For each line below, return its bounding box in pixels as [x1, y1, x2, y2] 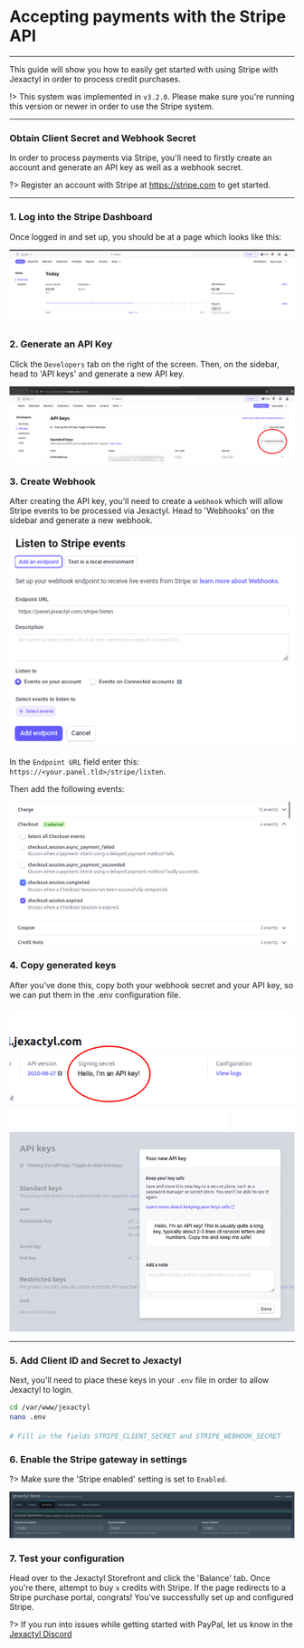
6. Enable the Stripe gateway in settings [9, 1453, 187, 1465]
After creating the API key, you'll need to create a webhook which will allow [9, 496, 283, 507]
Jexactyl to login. [9, 1385, 74, 1396]
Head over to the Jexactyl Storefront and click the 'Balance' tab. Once [9, 1573, 271, 1584]
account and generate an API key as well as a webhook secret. [9, 162, 243, 173]
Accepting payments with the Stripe [9, 6, 287, 27]
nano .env [9, 1413, 47, 1422]
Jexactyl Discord [9, 1629, 72, 1640]
